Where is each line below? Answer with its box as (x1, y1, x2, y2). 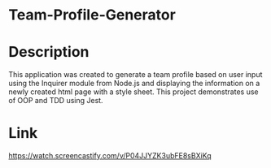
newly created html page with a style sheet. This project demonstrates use (8, 87, 259, 97)
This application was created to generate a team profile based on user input (8, 70, 263, 80)
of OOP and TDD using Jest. (8, 96, 103, 106)
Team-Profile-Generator (8, 6, 177, 24)
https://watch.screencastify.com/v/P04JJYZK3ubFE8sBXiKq (8, 151, 212, 161)
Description (8, 43, 90, 62)
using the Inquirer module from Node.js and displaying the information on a (8, 79, 260, 88)
